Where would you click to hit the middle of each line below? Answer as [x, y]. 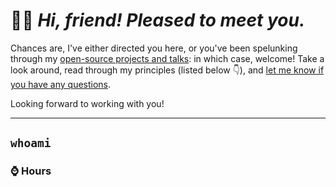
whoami [31, 143]
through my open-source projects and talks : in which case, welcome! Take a [167, 58]
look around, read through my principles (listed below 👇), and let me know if [167, 70]
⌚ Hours [31, 171]
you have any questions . [61, 84]
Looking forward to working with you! [87, 103]
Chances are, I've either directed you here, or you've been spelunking [154, 48]
